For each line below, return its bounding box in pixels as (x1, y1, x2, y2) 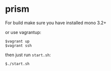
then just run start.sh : (5, 52, 51, 58)
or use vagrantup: (5, 29, 41, 35)
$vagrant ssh (5, 43, 32, 48)
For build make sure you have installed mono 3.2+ (5, 20, 107, 26)
